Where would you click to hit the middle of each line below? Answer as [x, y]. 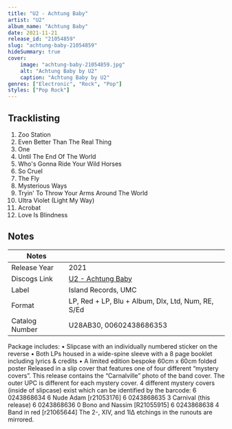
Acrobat [29, 208]
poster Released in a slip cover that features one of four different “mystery [113, 368]
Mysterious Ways [42, 186]
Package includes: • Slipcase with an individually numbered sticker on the [113, 346]
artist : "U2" [27, 20]
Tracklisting [34, 118]
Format [23, 305]
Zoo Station [34, 134]
